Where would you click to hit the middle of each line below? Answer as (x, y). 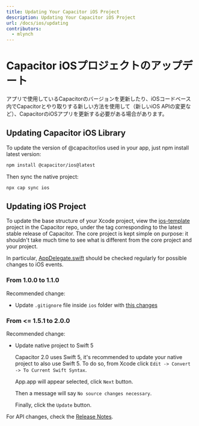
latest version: (24, 154)
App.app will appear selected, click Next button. (74, 382)
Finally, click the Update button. (53, 405)
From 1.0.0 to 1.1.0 (33, 280)
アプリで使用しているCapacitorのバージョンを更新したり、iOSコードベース (99, 99)
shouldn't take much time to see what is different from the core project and (99, 240)
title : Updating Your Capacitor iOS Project (63, 12)
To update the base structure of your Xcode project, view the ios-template (98, 221)
